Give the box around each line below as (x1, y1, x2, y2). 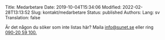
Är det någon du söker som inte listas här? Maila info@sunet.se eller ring (5, 24, 154, 30)
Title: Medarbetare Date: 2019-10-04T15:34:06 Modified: (5, 4, 122, 10)
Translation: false (5, 15, 41, 20)
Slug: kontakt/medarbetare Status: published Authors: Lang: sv (31, 9, 160, 15)
